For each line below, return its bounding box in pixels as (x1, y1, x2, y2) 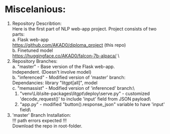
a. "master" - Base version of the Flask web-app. (12, 63, 115, 70)
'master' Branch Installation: (12, 112, 71, 118)
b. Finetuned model (12, 47, 53, 53)
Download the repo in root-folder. (12, 123, 82, 129)
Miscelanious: (5, 4, 66, 15)
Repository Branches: (12, 58, 58, 64)
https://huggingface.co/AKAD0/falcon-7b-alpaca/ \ (12, 52, 120, 59)
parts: (12, 31, 25, 37)
